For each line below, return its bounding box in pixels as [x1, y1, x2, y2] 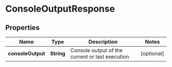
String [50, 50, 66, 57]
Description [88, 39, 118, 45]
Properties [5, 23, 40, 32]
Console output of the [70, 47, 123, 54]
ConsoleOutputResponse [5, 3, 115, 15]
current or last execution [70, 53, 130, 60]
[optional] [140, 50, 164, 57]
